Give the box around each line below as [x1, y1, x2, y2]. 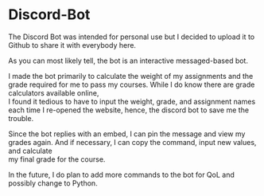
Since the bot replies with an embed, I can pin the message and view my [8, 129, 246, 139]
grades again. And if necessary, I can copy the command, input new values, [8, 137, 257, 147]
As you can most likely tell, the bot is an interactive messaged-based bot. [8, 56, 249, 65]
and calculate [8, 146, 53, 155]
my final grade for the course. [8, 154, 106, 164]
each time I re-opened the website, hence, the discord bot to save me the [8, 105, 249, 115]
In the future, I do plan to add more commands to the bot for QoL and [8, 170, 235, 179]
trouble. [8, 113, 34, 123]
